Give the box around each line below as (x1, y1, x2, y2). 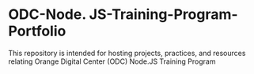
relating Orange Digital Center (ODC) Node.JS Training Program (8, 57, 216, 66)
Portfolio (8, 22, 66, 40)
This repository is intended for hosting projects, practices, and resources (8, 48, 246, 57)
